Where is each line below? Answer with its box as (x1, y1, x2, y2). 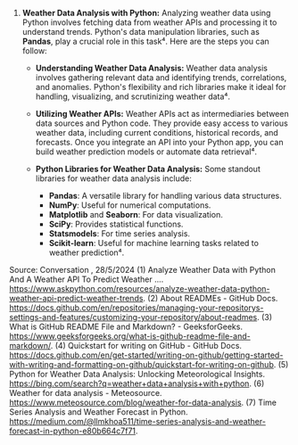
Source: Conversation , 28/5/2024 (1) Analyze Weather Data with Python (9, 265, 277, 275)
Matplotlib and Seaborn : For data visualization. (48, 210, 223, 219)
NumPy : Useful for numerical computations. (48, 200, 211, 210)
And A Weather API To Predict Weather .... (9, 274, 164, 284)
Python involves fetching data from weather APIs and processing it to (21, 17, 277, 28)
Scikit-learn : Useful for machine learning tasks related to (48, 238, 259, 248)
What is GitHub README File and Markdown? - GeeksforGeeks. (9, 321, 244, 332)
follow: (21, 45, 47, 56)
